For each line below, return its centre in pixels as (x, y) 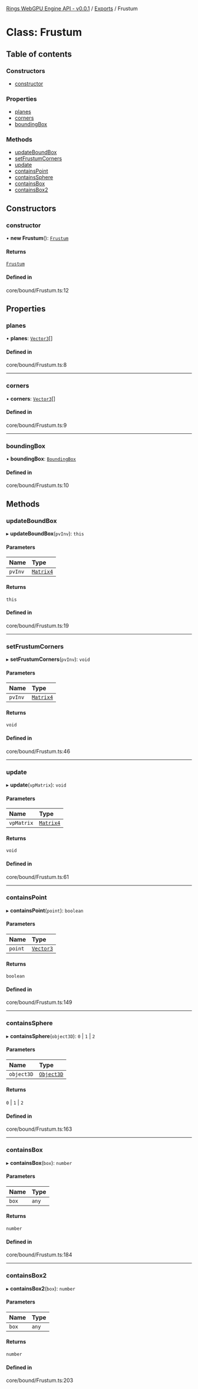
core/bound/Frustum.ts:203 (40, 1380)
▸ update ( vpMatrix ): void (36, 785)
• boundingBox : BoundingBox (41, 459)
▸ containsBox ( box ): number (39, 1163)
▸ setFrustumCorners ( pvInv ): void (48, 659)
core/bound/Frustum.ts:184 (39, 1255)
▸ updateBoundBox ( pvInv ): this (45, 534)
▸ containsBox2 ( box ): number (41, 1288)
